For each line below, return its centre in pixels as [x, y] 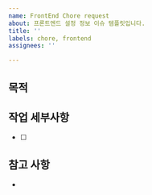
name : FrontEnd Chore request [59, 16]
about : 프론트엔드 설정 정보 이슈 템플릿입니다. [77, 23]
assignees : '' [32, 46]
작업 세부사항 [39, 117]
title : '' [25, 31]
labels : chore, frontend [50, 38]
